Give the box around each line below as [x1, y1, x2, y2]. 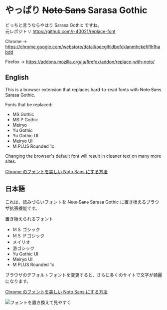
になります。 [5, 278, 31, 284]
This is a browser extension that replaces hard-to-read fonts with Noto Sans [5, 86, 162, 93]
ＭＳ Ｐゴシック [12, 232, 45, 238]
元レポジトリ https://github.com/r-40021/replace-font [5, 28, 116, 34]
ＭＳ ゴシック [12, 226, 40, 232]
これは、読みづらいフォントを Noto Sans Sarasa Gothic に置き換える [5, 199, 146, 205]
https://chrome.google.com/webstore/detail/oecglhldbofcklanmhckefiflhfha [5, 44, 161, 50]
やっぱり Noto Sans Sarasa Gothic [5, 5, 148, 16]
